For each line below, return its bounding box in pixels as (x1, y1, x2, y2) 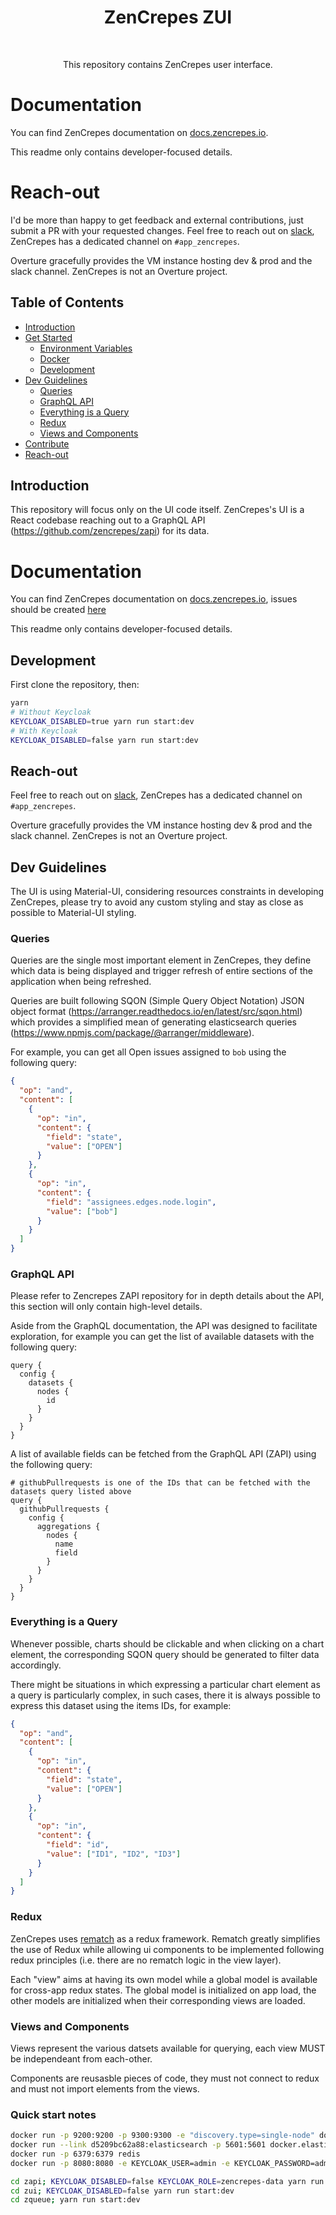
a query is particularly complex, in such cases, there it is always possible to (10, 1689, 321, 1701)
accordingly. (10, 1659, 62, 1671)
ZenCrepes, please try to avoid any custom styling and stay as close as (10, 896, 304, 908)
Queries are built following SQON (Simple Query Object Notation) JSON (10, 995, 305, 1007)
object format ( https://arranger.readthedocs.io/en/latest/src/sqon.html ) (10, 1006, 303, 1018)
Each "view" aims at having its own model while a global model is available (10, 1973, 318, 1985)
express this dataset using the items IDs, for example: (10, 1699, 232, 1711)
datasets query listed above (10, 1487, 132, 1497)
